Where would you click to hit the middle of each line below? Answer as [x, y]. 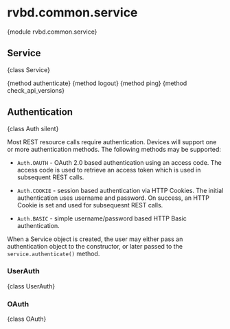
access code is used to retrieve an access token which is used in [109, 170]
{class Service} [28, 69]
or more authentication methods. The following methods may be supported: [114, 149]
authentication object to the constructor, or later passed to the [95, 246]
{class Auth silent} [33, 128]
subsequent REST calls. [50, 177]
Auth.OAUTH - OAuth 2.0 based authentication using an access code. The [119, 162]
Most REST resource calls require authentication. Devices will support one [112, 141]
